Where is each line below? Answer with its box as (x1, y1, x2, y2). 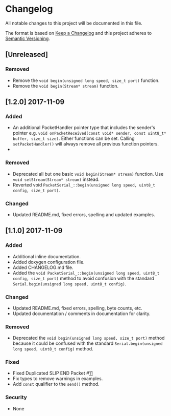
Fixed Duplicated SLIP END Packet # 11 (12, 370, 93, 377)
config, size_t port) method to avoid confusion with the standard (12, 275, 154, 281)
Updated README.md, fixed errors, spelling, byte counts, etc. (12, 305, 143, 311)
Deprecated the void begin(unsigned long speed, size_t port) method (12, 335, 165, 341)
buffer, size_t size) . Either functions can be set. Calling (12, 135, 135, 141)
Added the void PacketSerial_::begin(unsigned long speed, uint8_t (12, 269, 160, 276)
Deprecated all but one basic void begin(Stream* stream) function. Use (12, 171, 164, 177)
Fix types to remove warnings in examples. (12, 376, 103, 382)
